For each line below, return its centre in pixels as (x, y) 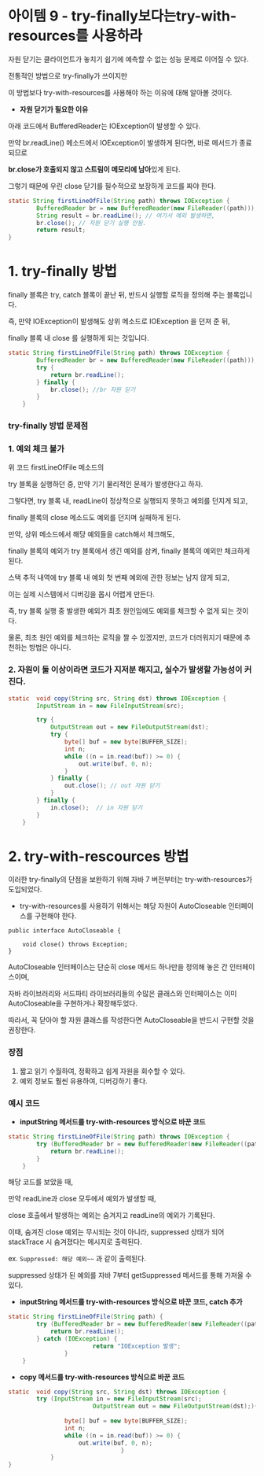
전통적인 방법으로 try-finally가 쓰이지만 (68, 76)
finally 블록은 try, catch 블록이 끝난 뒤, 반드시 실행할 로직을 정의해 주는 (117, 295)
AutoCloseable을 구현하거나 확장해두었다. (73, 1003)
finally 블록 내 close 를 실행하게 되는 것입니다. (79, 338)
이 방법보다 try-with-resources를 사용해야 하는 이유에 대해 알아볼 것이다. (120, 92)
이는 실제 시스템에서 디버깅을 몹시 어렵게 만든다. (82, 594)
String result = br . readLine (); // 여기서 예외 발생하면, (126, 216)
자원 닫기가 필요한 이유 (54, 109)
